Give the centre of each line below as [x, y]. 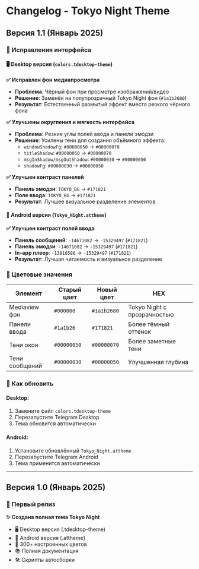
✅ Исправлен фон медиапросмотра [53, 80]
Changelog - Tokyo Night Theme [88, 11]
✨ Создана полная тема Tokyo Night [53, 517]
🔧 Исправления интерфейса [49, 50]
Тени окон [24, 345]
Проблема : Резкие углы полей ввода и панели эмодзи [84, 134]
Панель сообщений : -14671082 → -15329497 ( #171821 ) [81, 240]
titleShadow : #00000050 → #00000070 [68, 153]
